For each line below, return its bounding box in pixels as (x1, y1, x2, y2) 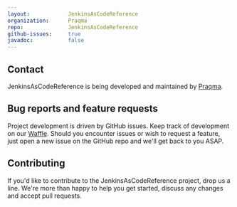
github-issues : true (7, 30, 81, 38)
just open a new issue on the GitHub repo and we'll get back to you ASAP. (7, 137, 224, 145)
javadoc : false (7, 37, 84, 44)
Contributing (7, 157, 65, 169)
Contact (7, 63, 44, 75)
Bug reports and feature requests (7, 102, 159, 115)
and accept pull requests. (7, 191, 82, 200)
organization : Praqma (7, 17, 88, 24)
